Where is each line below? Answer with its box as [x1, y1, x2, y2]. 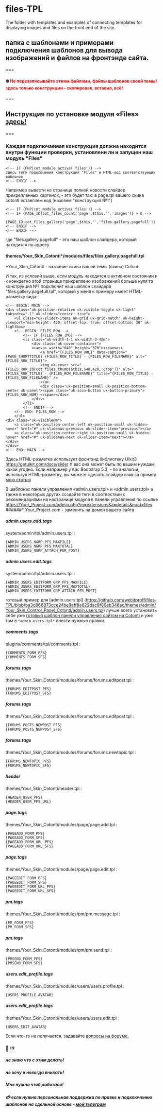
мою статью [5, 477, 31, 483]
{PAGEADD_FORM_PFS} [5, 831, 45, 836]
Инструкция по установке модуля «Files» [5, 110, 139, 119]
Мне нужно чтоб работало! [5, 1082, 64, 1088]
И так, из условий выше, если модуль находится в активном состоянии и [5, 273, 158, 279]
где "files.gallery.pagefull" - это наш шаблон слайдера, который [5, 237, 137, 242]
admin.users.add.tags [5, 518, 52, 524]
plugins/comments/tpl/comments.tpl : [5, 641, 81, 647]
